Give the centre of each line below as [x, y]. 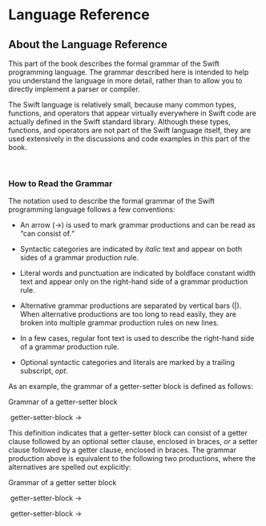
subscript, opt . [44, 371]
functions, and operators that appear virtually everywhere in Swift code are [132, 113]
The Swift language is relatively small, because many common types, [122, 105]
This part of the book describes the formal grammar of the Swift [114, 63]
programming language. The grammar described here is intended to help [129, 72]
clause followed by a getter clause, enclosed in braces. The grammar [122, 450]
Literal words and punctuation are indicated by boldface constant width [138, 273]
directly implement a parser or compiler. [74, 89]
